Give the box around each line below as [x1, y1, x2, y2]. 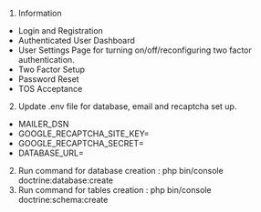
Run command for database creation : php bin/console [17, 166, 224, 176]
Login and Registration [17, 25, 103, 35]
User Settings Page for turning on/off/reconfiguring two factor [17, 45, 253, 56]
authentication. [17, 55, 75, 65]
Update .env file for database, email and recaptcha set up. [17, 101, 237, 112]
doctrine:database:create [17, 175, 114, 186]
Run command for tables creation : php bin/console [17, 185, 212, 195]
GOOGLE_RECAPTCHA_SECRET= [17, 138, 144, 148]
